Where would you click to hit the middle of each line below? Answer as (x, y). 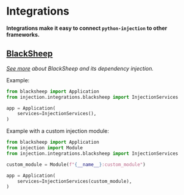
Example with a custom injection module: (58, 131)
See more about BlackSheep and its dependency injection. (80, 68)
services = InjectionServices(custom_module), (75, 181)
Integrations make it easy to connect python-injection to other (87, 28)
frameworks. (23, 34)
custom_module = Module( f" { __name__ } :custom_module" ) (76, 165)
